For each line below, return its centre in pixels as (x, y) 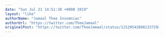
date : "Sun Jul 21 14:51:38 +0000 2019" (47, 9)
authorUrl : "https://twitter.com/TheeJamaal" (52, 23)
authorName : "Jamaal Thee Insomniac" (43, 18)
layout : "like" (20, 14)
